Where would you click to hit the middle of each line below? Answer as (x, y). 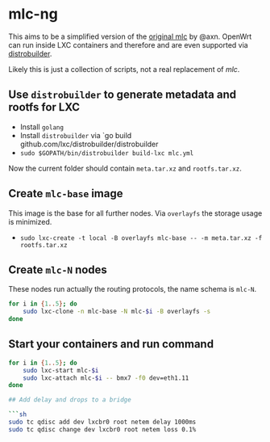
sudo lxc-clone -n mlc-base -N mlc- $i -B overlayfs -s (117, 312)
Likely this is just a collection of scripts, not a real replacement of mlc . (124, 69)
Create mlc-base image (66, 194)
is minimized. (30, 221)
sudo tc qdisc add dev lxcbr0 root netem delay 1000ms (102, 422)
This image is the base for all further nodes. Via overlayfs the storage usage (135, 213)
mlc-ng (33, 14)
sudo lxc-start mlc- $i (61, 370)
